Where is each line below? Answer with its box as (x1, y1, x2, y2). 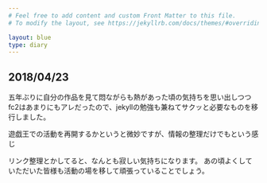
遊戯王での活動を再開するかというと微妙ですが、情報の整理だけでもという (8, 129, 252, 139)
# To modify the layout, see (8, 19, 105, 27)
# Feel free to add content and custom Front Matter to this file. (8, 11, 237, 20)
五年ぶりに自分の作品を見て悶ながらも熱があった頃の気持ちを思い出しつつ (8, 92, 252, 102)
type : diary (8, 41, 48, 49)
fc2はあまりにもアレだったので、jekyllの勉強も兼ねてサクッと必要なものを (8, 103, 252, 112)
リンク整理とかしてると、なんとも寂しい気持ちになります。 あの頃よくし (8, 156, 246, 165)
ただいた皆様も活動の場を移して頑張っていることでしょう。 (14, 166, 209, 176)
